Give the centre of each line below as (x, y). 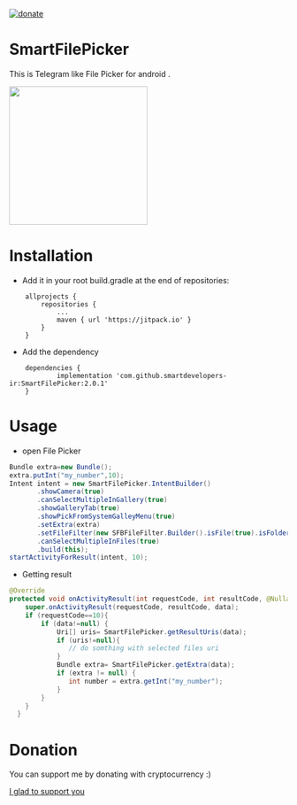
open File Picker (51, 451)
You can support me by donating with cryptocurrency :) (110, 774)
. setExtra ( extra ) (69, 524)
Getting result (47, 575)
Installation (51, 256)
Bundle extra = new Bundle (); (61, 467)
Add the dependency (60, 352)
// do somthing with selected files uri (144, 648)
